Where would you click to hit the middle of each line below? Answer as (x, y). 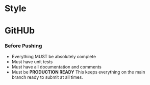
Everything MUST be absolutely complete (54, 56)
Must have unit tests (32, 62)
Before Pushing (23, 46)
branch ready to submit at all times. (47, 77)
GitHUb (20, 31)
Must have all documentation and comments (56, 67)
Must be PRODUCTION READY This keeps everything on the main (78, 72)
